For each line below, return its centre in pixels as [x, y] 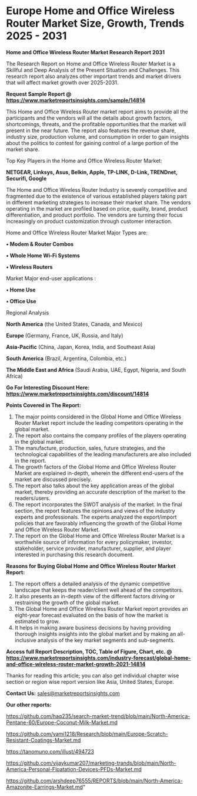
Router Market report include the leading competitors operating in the [99, 422]
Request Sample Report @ [39, 94]
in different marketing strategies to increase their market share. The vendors [98, 202]
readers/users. [32, 498]
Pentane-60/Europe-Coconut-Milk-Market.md [62, 722]
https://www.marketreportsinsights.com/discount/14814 [78, 394]
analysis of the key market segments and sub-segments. [106, 640]
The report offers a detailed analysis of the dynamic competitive [92, 584]
